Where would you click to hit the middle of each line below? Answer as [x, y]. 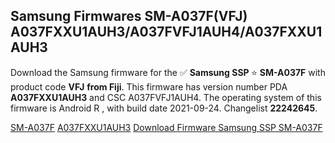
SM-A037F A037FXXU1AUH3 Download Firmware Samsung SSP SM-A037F [166, 127]
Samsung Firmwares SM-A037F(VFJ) [129, 16]
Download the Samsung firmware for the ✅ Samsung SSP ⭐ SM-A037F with [168, 72]
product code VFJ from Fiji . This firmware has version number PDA [149, 86]
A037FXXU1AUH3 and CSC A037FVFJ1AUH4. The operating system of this [166, 97]
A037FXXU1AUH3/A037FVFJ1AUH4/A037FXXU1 [166, 32]
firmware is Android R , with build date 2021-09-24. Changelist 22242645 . [164, 108]
